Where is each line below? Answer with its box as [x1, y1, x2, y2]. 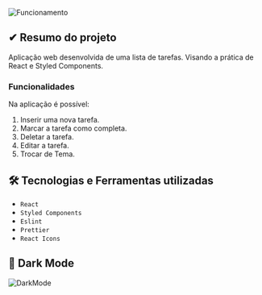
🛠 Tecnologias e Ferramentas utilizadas [8, 173, 214, 187]
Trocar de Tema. [19, 149, 75, 159]
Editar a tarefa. [19, 141, 70, 151]
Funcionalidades [8, 81, 75, 92]
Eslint [19, 218, 43, 226]
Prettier [19, 226, 50, 234]
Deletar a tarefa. [19, 132, 74, 142]
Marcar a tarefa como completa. [19, 123, 127, 133]
